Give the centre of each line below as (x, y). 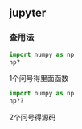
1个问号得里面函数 (39, 79)
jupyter (28, 13)
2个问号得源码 (33, 117)
